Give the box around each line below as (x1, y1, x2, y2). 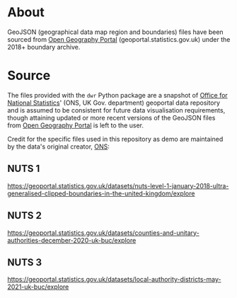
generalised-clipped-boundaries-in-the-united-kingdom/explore (7, 189, 195, 197)
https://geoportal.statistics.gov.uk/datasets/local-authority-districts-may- (7, 275, 221, 284)
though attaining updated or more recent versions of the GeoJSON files (7, 113, 216, 122)
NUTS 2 (7, 210, 42, 222)
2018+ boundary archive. (7, 42, 81, 51)
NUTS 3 (7, 256, 42, 268)
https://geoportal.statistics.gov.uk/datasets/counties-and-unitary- (7, 228, 200, 237)
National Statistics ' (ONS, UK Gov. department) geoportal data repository (7, 98, 221, 107)
